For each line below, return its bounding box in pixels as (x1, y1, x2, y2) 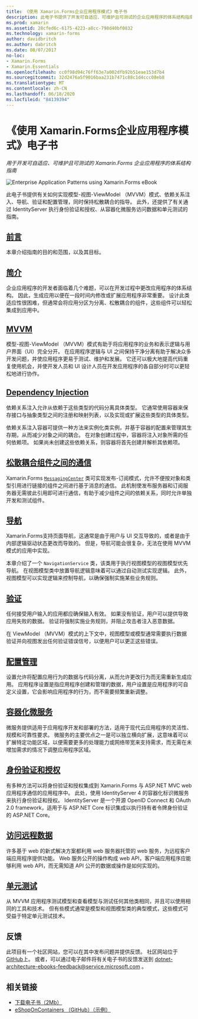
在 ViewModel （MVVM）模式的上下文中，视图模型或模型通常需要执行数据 (6, 630, 187, 637)
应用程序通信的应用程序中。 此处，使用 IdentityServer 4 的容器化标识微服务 (6, 789, 189, 796)
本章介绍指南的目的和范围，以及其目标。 (6, 249, 104, 256)
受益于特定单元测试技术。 (6, 913, 68, 920)
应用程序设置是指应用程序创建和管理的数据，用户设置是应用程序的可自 (17, 681, 189, 688)
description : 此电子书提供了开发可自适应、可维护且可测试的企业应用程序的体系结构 (6, 14, 186, 20)
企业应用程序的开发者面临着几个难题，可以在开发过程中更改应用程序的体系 (6, 284, 187, 291)
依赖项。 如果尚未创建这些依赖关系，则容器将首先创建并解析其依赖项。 (11, 439, 183, 446)
